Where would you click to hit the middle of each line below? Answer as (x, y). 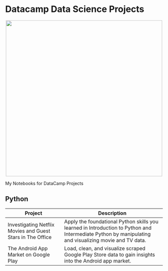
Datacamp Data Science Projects (75, 9)
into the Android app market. (98, 261)
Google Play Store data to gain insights (109, 255)
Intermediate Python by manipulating (107, 234)
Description (112, 213)
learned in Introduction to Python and (108, 228)
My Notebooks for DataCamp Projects (44, 183)
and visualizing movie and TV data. (105, 240)
